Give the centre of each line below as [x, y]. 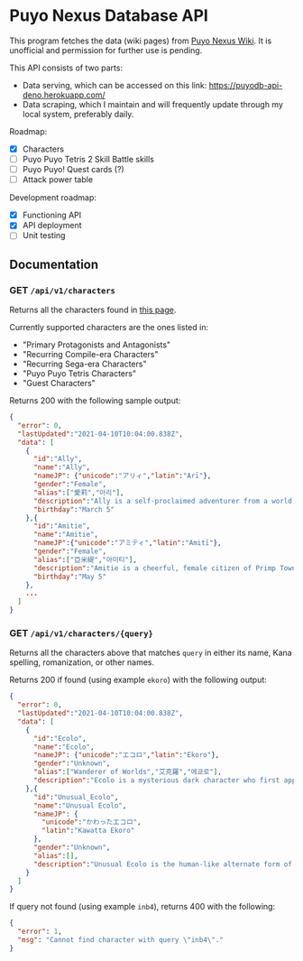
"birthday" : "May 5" [69, 577]
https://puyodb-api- [246, 85]
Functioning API [52, 215]
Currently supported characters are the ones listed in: [109, 328]
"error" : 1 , [40, 932]
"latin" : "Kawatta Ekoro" [88, 831]
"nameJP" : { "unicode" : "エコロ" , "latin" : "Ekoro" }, [126, 755]
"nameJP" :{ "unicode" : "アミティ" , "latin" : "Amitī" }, [128, 543]
